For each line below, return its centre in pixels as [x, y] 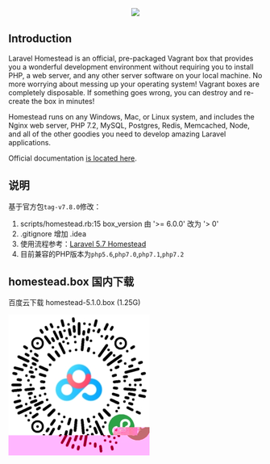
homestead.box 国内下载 [71, 282]
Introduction [40, 39]
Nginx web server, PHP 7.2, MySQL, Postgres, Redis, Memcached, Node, [129, 125]
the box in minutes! [63, 101]
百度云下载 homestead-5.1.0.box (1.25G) [75, 303]
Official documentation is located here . [73, 158]
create [19, 101]
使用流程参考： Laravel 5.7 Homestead [83, 244]
